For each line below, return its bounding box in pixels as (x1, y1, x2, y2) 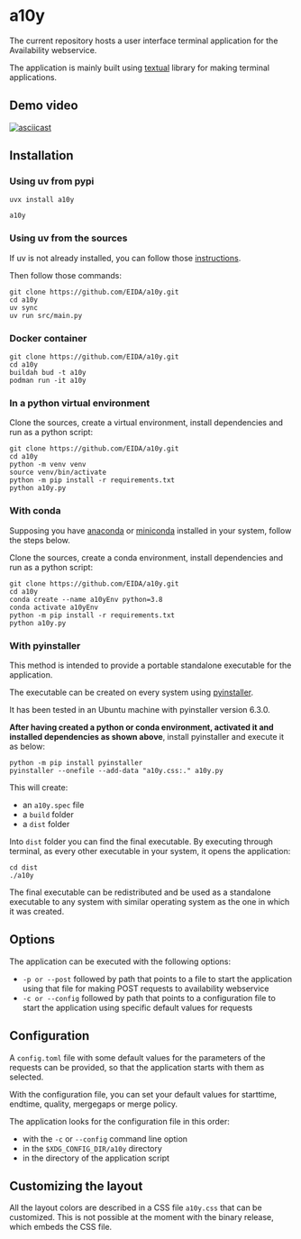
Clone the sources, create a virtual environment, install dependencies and (9, 417, 284, 428)
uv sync (9, 303, 39, 312)
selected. (9, 1071, 44, 1082)
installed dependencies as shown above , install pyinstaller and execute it (9, 731, 285, 742)
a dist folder (22, 818, 70, 829)
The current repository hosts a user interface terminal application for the (9, 35, 278, 46)
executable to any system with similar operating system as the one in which (9, 896, 290, 906)
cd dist (9, 862, 39, 872)
